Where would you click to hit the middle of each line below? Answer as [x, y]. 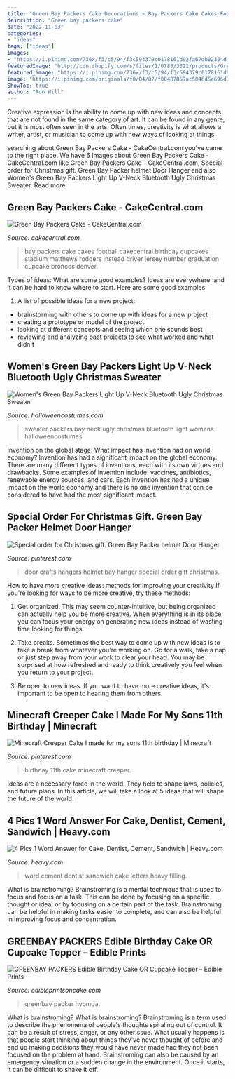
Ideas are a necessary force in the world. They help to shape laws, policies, [116, 784]
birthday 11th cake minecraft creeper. [78, 770]
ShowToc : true [28, 86]
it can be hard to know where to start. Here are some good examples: [107, 287]
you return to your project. [55, 672]
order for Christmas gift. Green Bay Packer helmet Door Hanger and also [112, 170]
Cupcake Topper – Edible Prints [77, 952]
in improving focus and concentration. [62, 919]
